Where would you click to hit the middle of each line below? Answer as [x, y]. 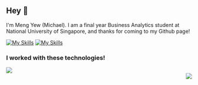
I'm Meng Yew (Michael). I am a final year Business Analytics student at [93, 25]
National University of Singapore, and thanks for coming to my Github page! [98, 31]
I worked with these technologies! [56, 57]
